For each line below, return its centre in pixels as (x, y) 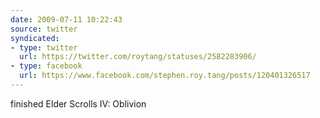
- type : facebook (46, 66)
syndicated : (35, 38)
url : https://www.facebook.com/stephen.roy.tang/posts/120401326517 (165, 76)
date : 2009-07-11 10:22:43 (66, 19)
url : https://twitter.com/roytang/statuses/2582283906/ (138, 57)
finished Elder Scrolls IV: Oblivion (78, 103)
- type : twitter (44, 47)
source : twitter (44, 29)
